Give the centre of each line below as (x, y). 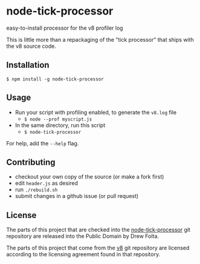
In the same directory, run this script (60, 125)
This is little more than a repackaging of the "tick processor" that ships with (100, 39)
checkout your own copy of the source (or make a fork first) (89, 177)
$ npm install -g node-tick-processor (55, 79)
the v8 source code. (31, 46)
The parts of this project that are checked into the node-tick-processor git (98, 230)
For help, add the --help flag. (43, 143)
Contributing (31, 162)
